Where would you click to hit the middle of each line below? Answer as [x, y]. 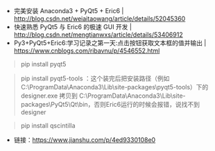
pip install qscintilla [48, 125]
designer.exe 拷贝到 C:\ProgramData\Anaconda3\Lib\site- [103, 96]
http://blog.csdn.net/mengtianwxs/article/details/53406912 [98, 35]
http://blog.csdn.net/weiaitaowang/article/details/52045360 [100, 19]
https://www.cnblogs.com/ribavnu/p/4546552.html [87, 51]
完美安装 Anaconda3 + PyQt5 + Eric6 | [69, 11]
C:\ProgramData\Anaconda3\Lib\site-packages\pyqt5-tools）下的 [114, 87]
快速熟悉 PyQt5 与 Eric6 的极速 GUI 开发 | [72, 27]
